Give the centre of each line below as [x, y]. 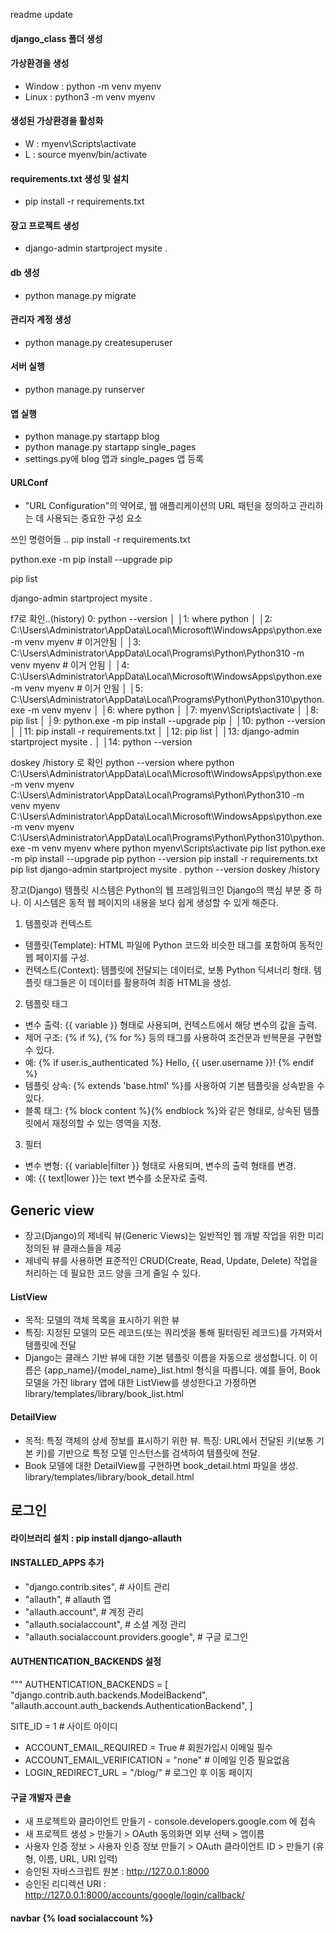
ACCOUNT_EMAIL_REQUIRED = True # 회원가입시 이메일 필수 [148, 1748]
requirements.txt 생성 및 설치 [70, 178]
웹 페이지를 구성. [57, 958]
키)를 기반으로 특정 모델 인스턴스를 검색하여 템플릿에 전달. [148, 1453]
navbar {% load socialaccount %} [82, 1918]
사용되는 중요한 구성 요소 [94, 518]
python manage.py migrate [80, 295]
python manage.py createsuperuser [98, 342]
